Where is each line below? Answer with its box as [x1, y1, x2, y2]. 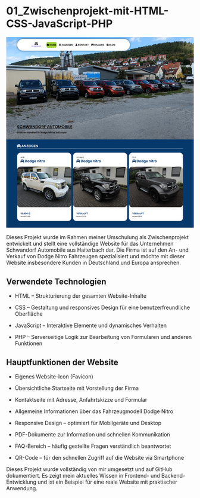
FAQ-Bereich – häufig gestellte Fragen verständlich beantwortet [14, 442, 171, 450]
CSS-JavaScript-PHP [6, 17, 113, 30]
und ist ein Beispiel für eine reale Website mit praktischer [37, 478, 177, 485]
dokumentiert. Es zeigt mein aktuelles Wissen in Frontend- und [6, 472, 161, 479]
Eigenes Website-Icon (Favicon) [14, 373, 93, 380]
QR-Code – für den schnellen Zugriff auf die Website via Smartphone [14, 454, 185, 461]
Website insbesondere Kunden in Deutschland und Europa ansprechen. [6, 259, 182, 267]
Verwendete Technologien [6, 276, 107, 286]
